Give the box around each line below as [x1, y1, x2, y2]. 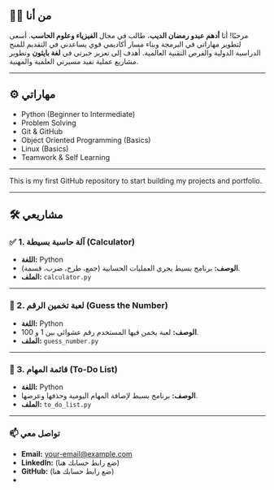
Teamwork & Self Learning [20, 152, 111, 162]
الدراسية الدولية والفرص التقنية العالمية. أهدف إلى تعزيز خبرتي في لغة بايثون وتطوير [9, 47, 261, 58]
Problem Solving [20, 118, 76, 128]
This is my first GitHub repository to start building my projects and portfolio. [9, 176, 263, 185]
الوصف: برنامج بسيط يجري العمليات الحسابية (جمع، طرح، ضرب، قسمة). [20, 263, 241, 273]
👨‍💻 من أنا [9, 9, 52, 23]
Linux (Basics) [20, 144, 69, 154]
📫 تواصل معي [9, 427, 60, 439]
